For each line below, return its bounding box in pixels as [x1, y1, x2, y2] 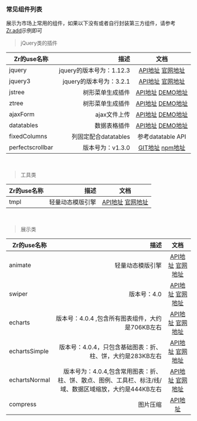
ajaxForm [9, 110, 35, 118]
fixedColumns [9, 132, 47, 141]
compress [9, 400, 37, 409]
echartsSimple [9, 347, 49, 356]
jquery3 [9, 77, 31, 85]
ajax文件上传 [95, 111, 130, 119]
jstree [9, 88, 25, 97]
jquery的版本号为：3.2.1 [62, 78, 130, 86]
